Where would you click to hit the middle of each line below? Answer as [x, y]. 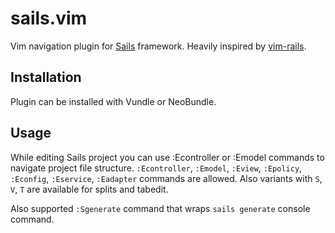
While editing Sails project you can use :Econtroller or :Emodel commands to [167, 157]
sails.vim [49, 18]
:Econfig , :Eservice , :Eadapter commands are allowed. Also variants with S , [166, 178]
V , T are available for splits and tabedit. [89, 189]
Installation [46, 77]
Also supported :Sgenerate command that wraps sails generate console [160, 208]
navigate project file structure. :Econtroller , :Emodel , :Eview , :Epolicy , [156, 168]
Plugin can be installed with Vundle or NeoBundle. [113, 101]
